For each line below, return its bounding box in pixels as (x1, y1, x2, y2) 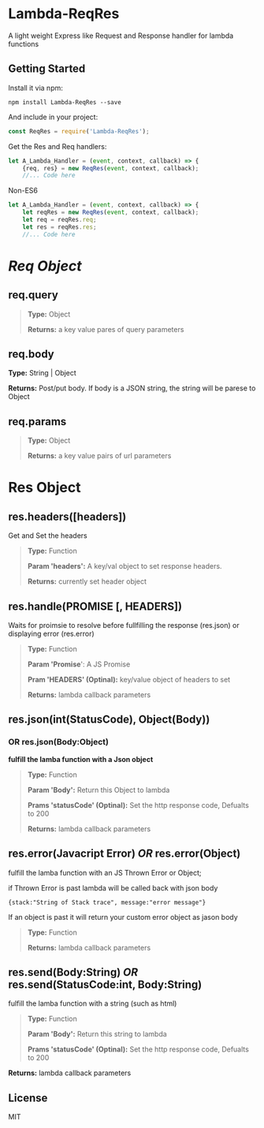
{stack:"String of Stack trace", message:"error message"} (8, 898, 206, 906)
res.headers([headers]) (8, 510, 127, 523)
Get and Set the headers (8, 531, 88, 540)
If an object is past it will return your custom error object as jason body (8, 912, 238, 921)
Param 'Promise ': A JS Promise (27, 659, 131, 669)
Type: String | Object (8, 368, 76, 378)
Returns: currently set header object (27, 577, 147, 586)
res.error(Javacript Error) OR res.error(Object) (8, 847, 241, 861)
